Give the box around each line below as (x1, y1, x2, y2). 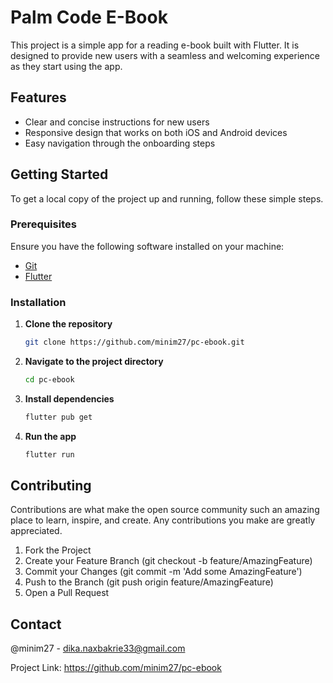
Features (10, 89, 67, 106)
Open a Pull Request (24, 587, 110, 599)
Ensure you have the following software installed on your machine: (10, 240, 285, 252)
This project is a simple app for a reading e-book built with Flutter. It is (10, 39, 300, 51)
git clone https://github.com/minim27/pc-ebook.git (24, 337, 245, 348)
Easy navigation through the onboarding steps (24, 137, 216, 149)
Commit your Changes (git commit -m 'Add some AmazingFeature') (24, 566, 303, 578)
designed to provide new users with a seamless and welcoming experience (10, 49, 320, 61)
